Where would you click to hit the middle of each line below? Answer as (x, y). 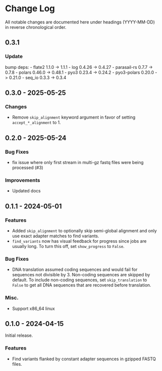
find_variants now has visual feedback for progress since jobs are (79, 241)
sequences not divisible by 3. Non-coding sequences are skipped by (81, 275)
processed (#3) (28, 167)
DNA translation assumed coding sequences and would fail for (75, 269)
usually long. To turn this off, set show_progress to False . (68, 246)
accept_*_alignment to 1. (36, 123)
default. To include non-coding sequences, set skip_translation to (80, 280)
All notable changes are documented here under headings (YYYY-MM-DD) (80, 22)
